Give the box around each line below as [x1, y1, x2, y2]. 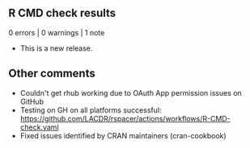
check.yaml [19, 122, 59, 132]
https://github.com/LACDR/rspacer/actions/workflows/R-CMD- [19, 113, 231, 123]
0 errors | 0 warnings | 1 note [8, 27, 105, 37]
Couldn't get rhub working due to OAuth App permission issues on [19, 88, 243, 97]
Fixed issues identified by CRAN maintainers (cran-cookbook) [19, 130, 227, 140]
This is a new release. [19, 43, 93, 53]
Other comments [8, 67, 95, 80]
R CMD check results [8, 6, 117, 20]
